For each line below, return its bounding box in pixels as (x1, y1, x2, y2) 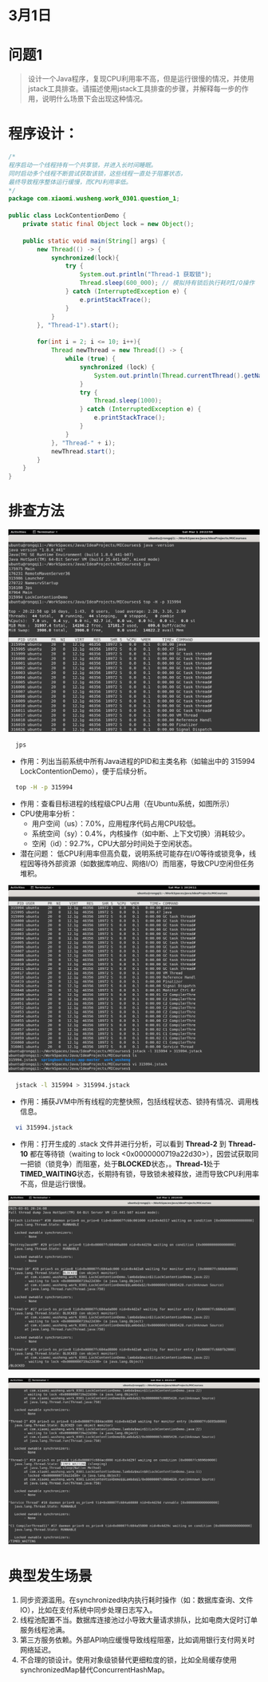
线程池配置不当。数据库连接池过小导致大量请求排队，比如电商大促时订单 (19, 1615, 258, 1625)
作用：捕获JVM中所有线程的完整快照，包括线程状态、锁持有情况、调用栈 (19, 1097, 259, 1106)
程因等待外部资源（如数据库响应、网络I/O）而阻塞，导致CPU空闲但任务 (19, 858, 254, 868)
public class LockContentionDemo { (8, 212, 127, 220)
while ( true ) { (65, 355, 116, 363)
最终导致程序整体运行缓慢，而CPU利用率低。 (8, 178, 132, 186)
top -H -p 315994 (15, 783, 73, 792)
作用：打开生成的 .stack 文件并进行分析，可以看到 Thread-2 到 (19, 1139, 227, 1149)
